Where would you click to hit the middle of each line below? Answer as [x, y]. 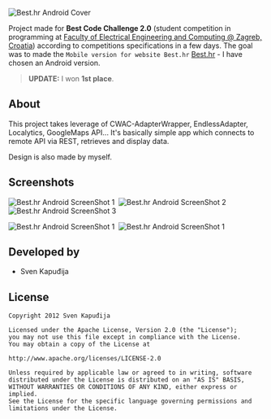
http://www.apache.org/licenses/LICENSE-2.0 [85, 359]
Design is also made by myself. [60, 157]
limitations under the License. [63, 408]
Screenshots [41, 183]
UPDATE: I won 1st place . [71, 79]
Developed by [44, 252]
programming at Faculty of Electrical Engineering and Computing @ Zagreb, [135, 37]
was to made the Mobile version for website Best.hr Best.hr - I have [126, 54]
